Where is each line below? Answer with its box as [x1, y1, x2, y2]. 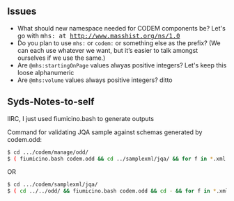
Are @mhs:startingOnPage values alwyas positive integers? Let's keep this [17, 61, 227, 69]
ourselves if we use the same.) [17, 54, 106, 62]
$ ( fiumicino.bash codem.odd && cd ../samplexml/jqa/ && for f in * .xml [7, 155, 226, 162]
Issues [7, 6, 37, 17]
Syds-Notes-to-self [7, 96, 95, 108]
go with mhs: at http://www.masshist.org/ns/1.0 [17, 31, 180, 40]
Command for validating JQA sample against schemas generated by [7, 128, 203, 136]
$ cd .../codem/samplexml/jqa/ [7, 181, 98, 188]
